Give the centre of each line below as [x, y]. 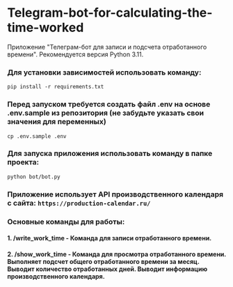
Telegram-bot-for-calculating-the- [110, 13]
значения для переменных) [57, 122]
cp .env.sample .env [37, 136]
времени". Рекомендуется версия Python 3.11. [75, 54]
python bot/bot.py [34, 177]
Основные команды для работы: [66, 222]
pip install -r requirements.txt [56, 87]
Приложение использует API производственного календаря [115, 194]
